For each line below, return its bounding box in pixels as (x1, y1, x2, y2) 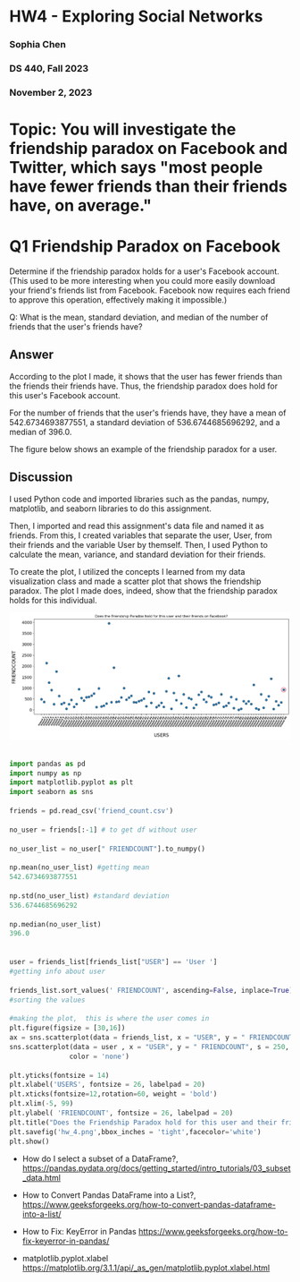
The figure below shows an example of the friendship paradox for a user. (9, 443, 278, 454)
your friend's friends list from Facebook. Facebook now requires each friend (9, 285, 290, 296)
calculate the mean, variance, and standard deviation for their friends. (9, 549, 266, 560)
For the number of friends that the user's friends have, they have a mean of (9, 407, 287, 418)
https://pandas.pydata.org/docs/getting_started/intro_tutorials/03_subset (21, 1162, 291, 1174)
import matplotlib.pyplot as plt (9, 778, 134, 787)
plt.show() (9, 1137, 50, 1146)
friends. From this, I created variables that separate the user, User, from (9, 530, 272, 541)
